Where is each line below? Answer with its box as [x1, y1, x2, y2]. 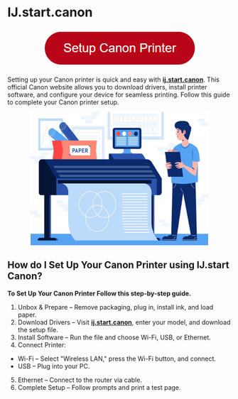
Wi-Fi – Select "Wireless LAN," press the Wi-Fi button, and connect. [17, 354, 217, 363]
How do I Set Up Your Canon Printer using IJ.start [7, 259, 229, 271]
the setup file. [17, 325, 58, 334]
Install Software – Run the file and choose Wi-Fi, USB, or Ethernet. [17, 333, 211, 341]
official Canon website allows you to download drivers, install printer [7, 82, 207, 91]
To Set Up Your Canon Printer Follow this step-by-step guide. [7, 289, 192, 297]
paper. [17, 310, 37, 319]
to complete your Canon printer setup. [7, 97, 119, 106]
